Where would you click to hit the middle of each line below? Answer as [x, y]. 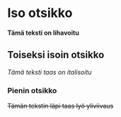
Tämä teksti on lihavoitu [43, 33]
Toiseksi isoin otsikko [56, 55]
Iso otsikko [40, 13]
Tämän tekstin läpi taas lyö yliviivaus [60, 106]
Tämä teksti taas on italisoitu [50, 72]
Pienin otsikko [32, 90]
